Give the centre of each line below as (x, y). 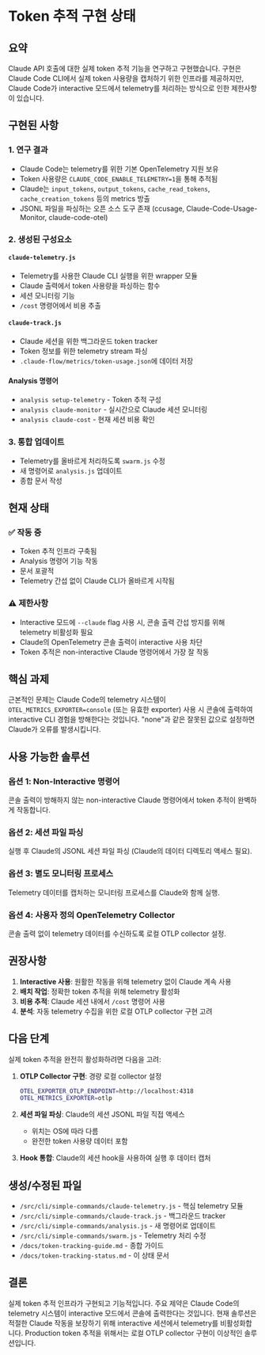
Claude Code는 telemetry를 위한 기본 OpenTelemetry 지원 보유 (119, 169)
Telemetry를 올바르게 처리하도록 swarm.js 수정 (93, 461)
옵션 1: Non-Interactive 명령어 (64, 781)
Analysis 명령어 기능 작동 (59, 561)
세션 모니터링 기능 (47, 295)
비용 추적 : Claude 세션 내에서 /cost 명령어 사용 (93, 1001)
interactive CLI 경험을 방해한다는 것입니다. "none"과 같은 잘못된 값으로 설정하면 (132, 719)
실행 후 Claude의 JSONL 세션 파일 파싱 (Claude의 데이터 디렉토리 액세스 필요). (130, 851)
